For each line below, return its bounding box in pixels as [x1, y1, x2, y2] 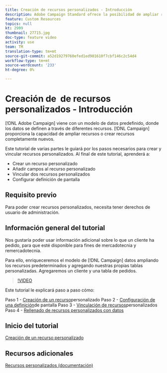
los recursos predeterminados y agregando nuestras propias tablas [5, 262, 143, 269]
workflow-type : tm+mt [5, 58, 50, 63]
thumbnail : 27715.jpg [5, 30, 50, 35]
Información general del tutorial [5, 224, 105, 232]
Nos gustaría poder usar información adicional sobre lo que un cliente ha [5, 237, 155, 243]
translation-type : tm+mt [5, 49, 57, 54]
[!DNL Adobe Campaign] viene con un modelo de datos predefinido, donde [5, 120, 159, 126]
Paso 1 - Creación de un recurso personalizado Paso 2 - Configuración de [5, 296, 156, 302]
